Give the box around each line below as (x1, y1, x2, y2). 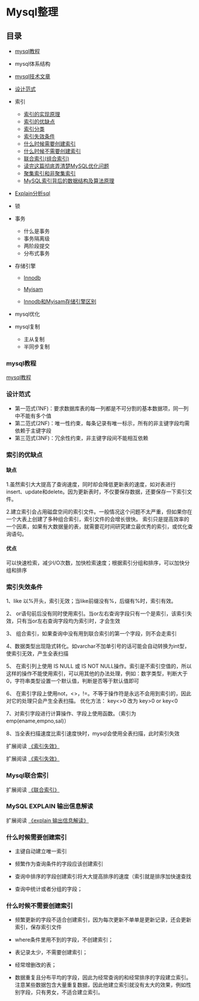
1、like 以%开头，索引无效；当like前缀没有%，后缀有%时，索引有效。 (6, 598, 176, 605)
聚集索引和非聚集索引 (23, 170, 76, 177)
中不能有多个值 (14, 412, 52, 419)
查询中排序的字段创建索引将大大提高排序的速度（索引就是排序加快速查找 (14, 873, 191, 880)
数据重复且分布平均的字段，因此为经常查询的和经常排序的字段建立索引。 (14, 974, 191, 981)
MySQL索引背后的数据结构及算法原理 (23, 177, 114, 184)
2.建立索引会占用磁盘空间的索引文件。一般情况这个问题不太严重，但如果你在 (6, 508, 192, 515)
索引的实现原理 (23, 111, 60, 117)
